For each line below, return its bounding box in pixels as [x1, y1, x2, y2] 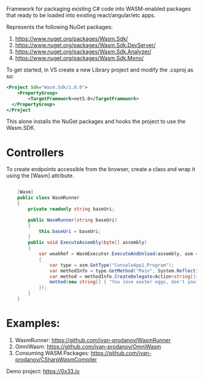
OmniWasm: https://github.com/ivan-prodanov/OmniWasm [14, 343, 161, 350]
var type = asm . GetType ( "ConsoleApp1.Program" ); [49, 262, 174, 268]
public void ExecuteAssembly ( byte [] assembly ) [28, 240, 147, 246]
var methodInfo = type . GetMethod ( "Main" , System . [49, 268, 177, 274]
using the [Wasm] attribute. [6, 172, 74, 180]
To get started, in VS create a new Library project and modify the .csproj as [6, 66, 193, 73]
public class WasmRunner [17, 195, 80, 201]
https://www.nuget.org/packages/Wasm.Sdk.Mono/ [14, 55, 144, 61]
